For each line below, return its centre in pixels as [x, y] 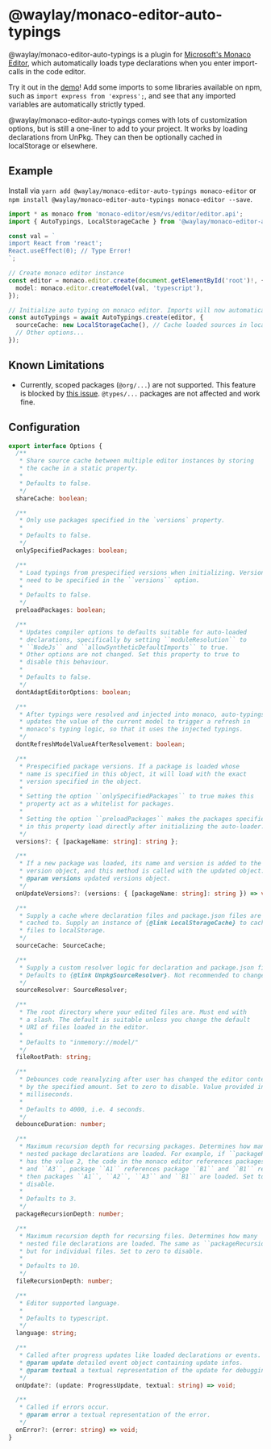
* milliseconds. [46, 1094]
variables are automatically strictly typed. [77, 104]
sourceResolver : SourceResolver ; [72, 990]
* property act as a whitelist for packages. [97, 804]
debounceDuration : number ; [61, 1124]
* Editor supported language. [70, 1303]
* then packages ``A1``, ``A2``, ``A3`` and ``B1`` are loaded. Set [136, 1176]
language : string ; [47, 1334]
